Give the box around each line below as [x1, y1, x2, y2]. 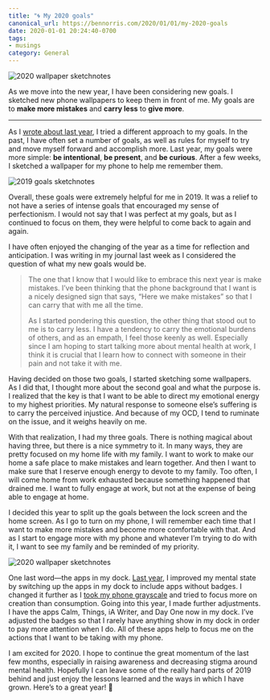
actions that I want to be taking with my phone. [8, 632, 163, 642]
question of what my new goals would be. [8, 259, 147, 268]
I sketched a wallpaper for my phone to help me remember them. [8, 162, 223, 170]
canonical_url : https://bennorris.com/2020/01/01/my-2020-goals [8, 19, 228, 27]
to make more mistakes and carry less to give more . [8, 104, 185, 113]
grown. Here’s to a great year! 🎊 [8, 682, 113, 692]
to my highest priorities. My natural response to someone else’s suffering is [8, 399, 257, 409]
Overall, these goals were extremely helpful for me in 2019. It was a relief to [8, 192, 259, 202]
